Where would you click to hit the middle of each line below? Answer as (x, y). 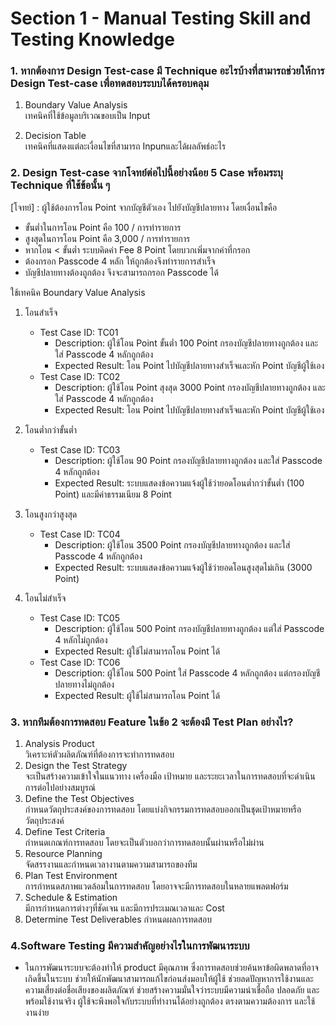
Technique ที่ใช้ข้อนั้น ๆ (60, 185)
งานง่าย (37, 1013)
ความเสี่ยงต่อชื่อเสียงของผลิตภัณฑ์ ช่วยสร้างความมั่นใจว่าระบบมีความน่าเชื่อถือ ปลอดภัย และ (172, 990)
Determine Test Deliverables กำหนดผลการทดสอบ (118, 919)
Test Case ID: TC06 (80, 662)
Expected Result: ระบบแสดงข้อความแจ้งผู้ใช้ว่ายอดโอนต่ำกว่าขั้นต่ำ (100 (179, 483)
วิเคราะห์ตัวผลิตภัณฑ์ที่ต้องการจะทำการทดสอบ (99, 754)
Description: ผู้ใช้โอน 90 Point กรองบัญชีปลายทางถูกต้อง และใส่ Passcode (188, 460)
